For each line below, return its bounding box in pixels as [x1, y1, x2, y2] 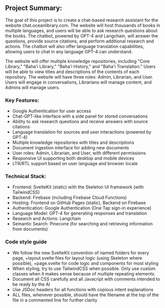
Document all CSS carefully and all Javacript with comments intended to [12, 276, 160, 282]
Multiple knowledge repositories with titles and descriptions [12, 139, 135, 145]
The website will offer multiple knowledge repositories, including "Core [5, 58, 150, 64]
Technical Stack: [5, 173, 47, 180]
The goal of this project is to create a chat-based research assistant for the [5, 17, 159, 23]
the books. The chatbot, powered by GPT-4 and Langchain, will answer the [5, 33, 159, 39]
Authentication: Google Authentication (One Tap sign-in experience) [12, 205, 152, 211]
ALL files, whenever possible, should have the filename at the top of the [12, 292, 159, 298]
